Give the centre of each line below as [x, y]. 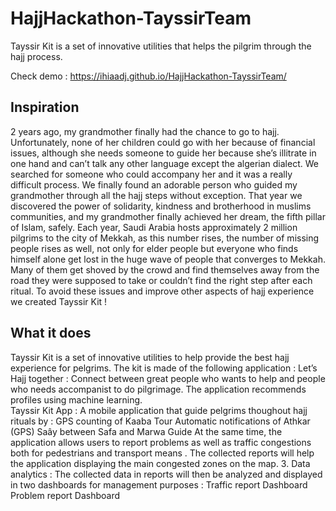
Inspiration [45, 107]
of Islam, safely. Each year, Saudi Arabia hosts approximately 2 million [154, 227]
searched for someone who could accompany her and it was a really [151, 174]
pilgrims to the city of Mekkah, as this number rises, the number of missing [165, 238]
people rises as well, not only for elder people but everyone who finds [154, 248]
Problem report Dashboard [65, 495]
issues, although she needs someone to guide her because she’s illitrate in [163, 153]
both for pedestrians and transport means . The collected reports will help [162, 453]
